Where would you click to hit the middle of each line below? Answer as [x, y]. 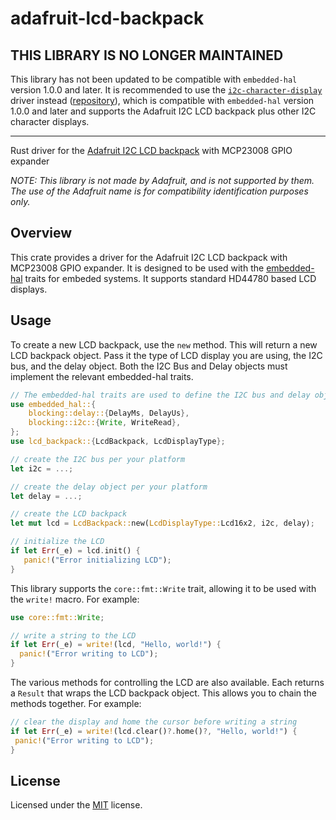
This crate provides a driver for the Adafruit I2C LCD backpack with [149, 257]
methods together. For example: [76, 703]
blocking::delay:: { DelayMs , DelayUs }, [109, 413]
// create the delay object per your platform [109, 487]
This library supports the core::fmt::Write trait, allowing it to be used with [163, 588]
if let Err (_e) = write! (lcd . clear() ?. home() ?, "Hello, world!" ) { [154, 731]
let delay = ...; [46, 496]
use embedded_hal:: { [53, 404]
